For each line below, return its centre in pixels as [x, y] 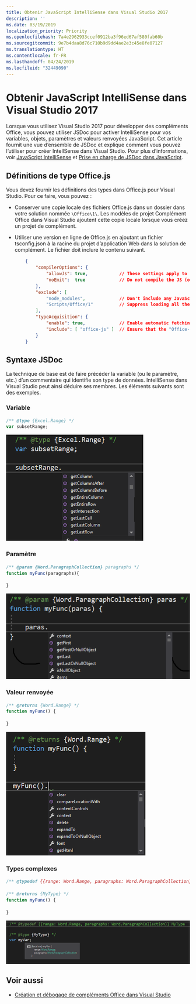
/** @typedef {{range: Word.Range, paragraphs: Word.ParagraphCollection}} [100, 882]
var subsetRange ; [27, 427]
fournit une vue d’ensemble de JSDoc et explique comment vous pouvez [93, 145]
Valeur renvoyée [30, 693]
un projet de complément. [45, 226]
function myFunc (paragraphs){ [43, 573]
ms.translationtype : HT [35, 50]
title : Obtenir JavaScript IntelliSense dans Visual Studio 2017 [87, 12]
